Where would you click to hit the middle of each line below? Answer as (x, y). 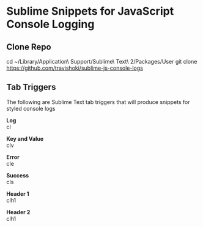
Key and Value (25, 138)
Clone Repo (29, 47)
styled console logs (31, 108)
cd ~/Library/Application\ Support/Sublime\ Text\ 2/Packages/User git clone (102, 61)
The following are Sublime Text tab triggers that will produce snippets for (98, 102)
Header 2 (18, 212)
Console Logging (50, 24)
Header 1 (18, 193)
